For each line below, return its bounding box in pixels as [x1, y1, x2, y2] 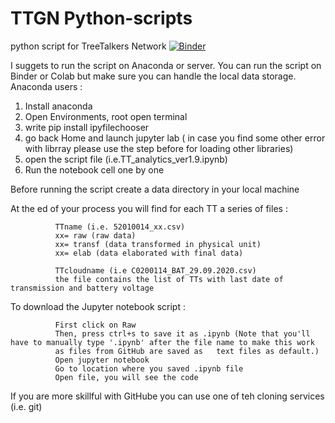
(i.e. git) [10, 400, 43, 412]
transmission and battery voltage [10, 283, 155, 293]
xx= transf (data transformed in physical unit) [54, 239, 262, 249]
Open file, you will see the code [54, 372, 199, 382]
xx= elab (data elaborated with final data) [54, 248, 244, 258]
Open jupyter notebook [54, 355, 150, 365]
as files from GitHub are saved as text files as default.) [54, 346, 320, 356]
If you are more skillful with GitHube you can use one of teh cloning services [10, 390, 325, 402]
